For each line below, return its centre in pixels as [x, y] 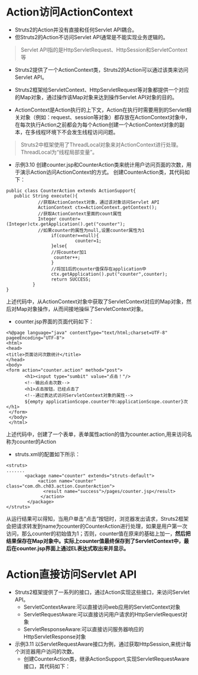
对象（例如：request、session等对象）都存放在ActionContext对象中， [105, 117]
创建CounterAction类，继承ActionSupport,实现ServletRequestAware [106, 658]
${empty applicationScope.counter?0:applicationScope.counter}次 [106, 402]
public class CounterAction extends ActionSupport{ [71, 190]
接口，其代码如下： [47, 666]
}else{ [59, 246]
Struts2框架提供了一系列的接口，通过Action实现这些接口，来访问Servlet [102, 592]
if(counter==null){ [75, 235]
